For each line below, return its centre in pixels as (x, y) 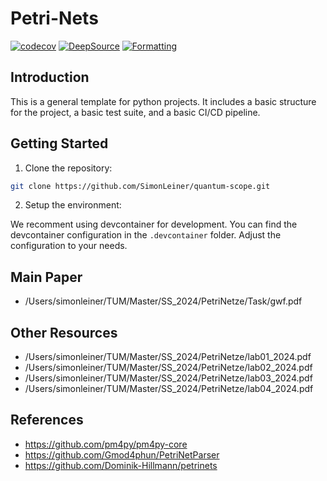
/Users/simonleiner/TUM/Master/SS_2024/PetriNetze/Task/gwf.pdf (163, 301)
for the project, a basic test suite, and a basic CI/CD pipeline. (135, 112)
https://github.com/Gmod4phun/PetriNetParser (122, 454)
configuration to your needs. (69, 246)
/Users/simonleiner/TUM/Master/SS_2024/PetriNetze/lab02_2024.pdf (168, 368)
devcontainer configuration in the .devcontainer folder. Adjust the (146, 235)
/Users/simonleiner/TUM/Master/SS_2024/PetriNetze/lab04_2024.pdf (169, 389)
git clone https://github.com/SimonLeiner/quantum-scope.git (140, 186)
